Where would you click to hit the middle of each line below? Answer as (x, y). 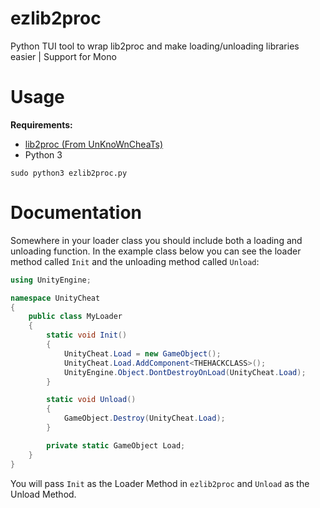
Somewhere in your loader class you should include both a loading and (156, 240)
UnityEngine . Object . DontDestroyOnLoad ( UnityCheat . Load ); (185, 372)
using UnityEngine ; (51, 280)
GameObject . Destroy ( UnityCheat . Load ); (144, 418)
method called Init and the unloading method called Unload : (135, 261)
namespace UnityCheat (55, 298)
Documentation (76, 213)
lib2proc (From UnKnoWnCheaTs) (94, 144)
